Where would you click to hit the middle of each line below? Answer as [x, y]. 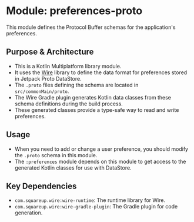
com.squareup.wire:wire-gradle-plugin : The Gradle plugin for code [96, 207]
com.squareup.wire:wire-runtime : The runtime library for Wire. [90, 200]
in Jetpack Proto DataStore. [48, 78]
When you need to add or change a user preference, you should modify [101, 149]
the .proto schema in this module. [56, 155]
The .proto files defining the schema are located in [76, 85]
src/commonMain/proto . [42, 91]
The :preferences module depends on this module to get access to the [100, 161]
